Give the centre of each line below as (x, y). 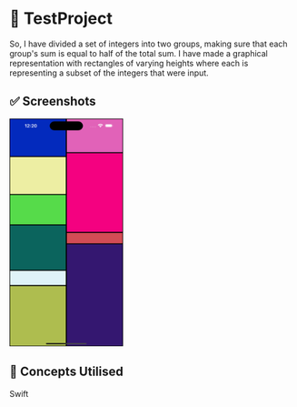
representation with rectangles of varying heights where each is (129, 63)
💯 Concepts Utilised (67, 372)
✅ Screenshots (53, 102)
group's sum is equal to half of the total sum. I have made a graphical (139, 53)
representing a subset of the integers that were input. (109, 73)
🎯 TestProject (61, 19)
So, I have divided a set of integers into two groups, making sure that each (148, 44)
